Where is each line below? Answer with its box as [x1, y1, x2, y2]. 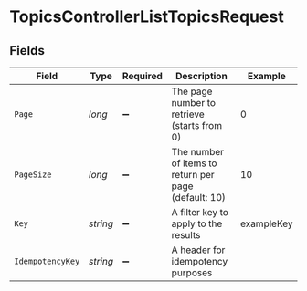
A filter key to [171, 206, 228, 218]
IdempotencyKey [14, 256, 80, 266]
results [171, 229, 201, 241]
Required [122, 70, 163, 82]
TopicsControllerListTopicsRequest [9, 6, 285, 27]
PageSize [14, 170, 52, 180]
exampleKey [240, 217, 293, 230]
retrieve [171, 108, 205, 120]
